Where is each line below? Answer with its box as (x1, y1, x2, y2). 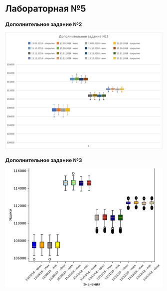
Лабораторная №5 (5, 3, 86, 14)
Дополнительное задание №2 (5, 21, 82, 28)
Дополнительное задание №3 (5, 156, 82, 163)
